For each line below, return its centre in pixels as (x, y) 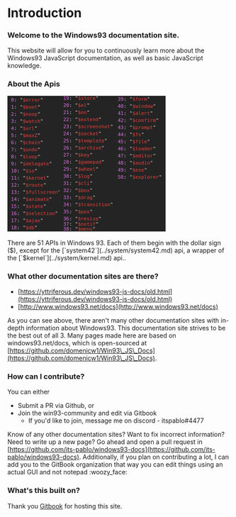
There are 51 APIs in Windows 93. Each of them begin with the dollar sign (114, 243)
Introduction (45, 13)
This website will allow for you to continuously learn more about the (106, 50)
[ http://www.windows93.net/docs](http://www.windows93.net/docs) (118, 307)
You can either (29, 392)
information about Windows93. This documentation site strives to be (126, 328)
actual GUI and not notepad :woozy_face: (67, 472)
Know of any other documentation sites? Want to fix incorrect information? (116, 435)
